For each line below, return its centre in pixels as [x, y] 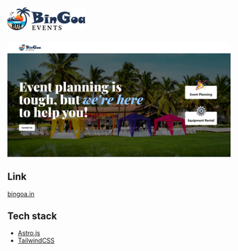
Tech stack [32, 216]
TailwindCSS [36, 240]
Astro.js [29, 233]
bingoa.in [21, 194]
